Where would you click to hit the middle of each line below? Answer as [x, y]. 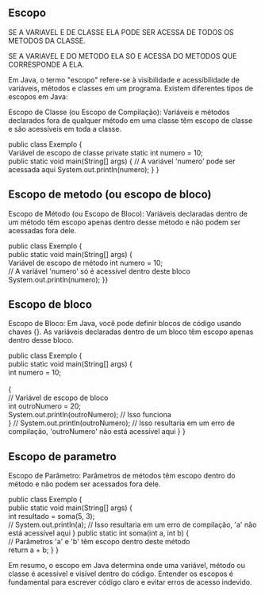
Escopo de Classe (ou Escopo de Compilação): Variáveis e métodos [119, 112]
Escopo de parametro [62, 457]
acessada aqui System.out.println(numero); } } [84, 169]
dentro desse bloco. [41, 340]
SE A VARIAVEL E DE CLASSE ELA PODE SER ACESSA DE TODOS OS [121, 32]
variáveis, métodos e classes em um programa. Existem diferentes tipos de [131, 88]
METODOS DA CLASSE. [47, 40]
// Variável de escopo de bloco [58, 398]
